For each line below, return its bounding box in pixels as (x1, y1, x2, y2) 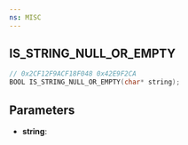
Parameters (9, 102, 75, 117)
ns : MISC (9, 12, 42, 22)
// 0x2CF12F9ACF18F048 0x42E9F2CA (9, 69, 137, 78)
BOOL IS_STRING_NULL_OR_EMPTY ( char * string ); (9, 77, 180, 87)
